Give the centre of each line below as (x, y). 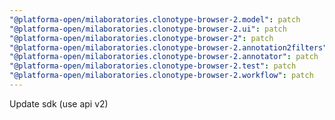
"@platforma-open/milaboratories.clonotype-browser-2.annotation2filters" (168, 47)
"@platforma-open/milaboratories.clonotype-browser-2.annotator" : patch (164, 57)
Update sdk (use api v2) (59, 103)
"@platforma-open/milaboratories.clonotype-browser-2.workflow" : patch (161, 76)
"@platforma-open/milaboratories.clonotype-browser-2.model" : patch (155, 19)
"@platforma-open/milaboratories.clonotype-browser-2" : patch (141, 38)
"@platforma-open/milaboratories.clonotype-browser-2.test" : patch (153, 66)
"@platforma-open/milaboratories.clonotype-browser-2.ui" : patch (148, 29)
